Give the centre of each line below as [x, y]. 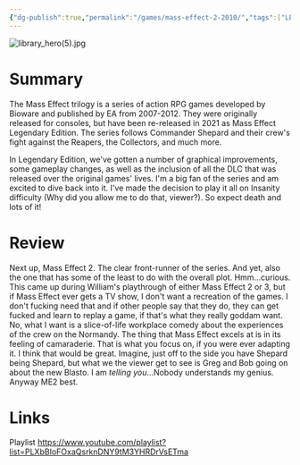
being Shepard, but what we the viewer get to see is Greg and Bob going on [149, 362]
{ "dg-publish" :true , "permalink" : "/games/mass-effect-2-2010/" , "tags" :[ [145, 17]
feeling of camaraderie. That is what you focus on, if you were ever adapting [150, 343]
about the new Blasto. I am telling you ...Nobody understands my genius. [142, 372]
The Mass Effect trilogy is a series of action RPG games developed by [137, 104]
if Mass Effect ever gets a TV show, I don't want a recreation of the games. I [149, 296]
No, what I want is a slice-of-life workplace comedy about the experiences [146, 325]
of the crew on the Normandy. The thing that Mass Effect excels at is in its [145, 334]
